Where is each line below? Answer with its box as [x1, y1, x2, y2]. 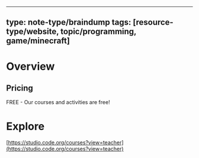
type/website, [6, 27, 59, 37]
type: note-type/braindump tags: [6, 17, 131, 27]
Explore [6, 120, 45, 133]
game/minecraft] [6, 36, 70, 46]
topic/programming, [60, 27, 137, 37]
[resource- [133, 17, 174, 27]
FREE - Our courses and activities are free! [6, 99, 111, 106]
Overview [6, 60, 55, 73]
